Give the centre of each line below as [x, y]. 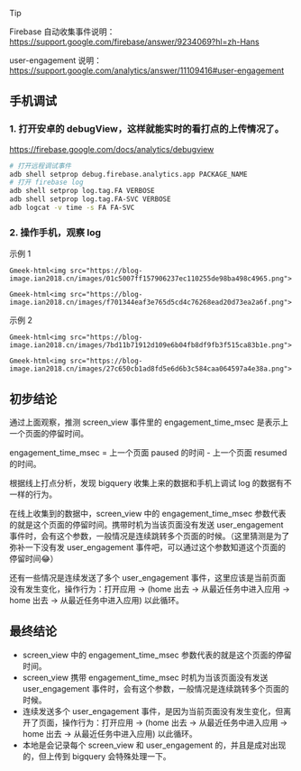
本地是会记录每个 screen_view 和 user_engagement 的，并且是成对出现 [154, 745]
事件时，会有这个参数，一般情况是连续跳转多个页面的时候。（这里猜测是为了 [150, 537]
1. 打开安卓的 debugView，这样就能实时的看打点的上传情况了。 [146, 129]
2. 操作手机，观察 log [55, 232]
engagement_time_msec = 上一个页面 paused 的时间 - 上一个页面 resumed [148, 453]
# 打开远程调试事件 [41, 166]
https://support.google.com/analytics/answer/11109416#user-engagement [147, 70]
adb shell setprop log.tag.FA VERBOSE [82, 191]
